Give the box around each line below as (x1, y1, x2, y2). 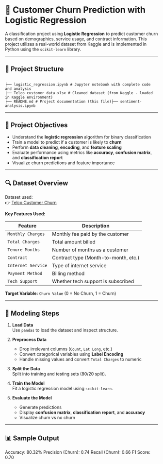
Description (81, 223, 110, 229)
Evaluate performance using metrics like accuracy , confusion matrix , (12, 149, 152, 155)
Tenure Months (7, 247, 40, 253)
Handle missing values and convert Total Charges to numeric (19, 357, 142, 362)
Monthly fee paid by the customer (51, 231, 129, 238)
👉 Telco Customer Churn (5, 200, 57, 206)
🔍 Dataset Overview (5, 179, 68, 187)
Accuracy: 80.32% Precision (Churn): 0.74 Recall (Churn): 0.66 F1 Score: (5, 449, 150, 455)
